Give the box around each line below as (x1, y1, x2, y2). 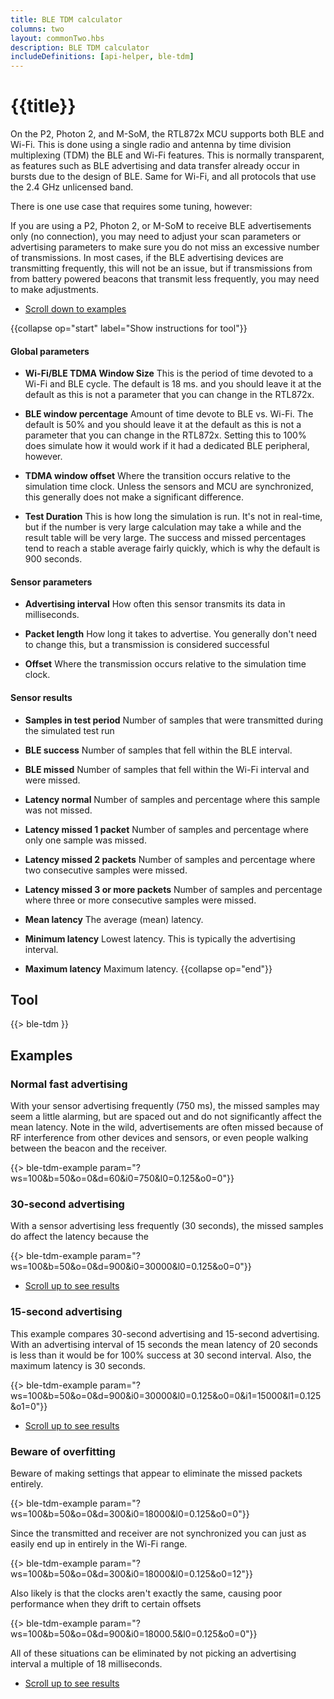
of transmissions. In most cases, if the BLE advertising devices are (10, 252, 284, 264)
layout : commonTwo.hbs (10, 33, 105, 43)
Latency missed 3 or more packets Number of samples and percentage (24, 883, 323, 895)
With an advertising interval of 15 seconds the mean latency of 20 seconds (10, 1338, 318, 1350)
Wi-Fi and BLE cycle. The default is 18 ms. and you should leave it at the (24, 378, 322, 390)
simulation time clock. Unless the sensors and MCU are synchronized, (24, 481, 314, 493)
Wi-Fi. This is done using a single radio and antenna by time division (10, 139, 292, 151)
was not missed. (24, 804, 93, 816)
